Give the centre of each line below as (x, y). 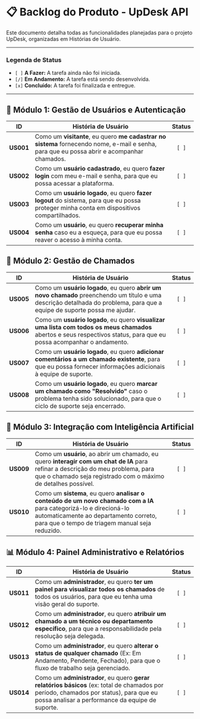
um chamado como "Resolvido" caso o (91, 391)
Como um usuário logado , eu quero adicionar (99, 351)
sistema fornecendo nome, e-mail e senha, (96, 144)
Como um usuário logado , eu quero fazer (93, 193)
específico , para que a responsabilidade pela (98, 629)
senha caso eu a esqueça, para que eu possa (99, 233)
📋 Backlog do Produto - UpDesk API (97, 12)
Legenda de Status (34, 59)
